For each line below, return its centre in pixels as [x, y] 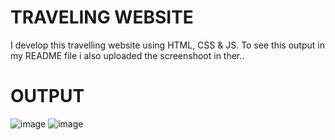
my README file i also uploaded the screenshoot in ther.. [127, 55]
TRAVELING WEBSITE [102, 17]
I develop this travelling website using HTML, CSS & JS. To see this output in [167, 45]
